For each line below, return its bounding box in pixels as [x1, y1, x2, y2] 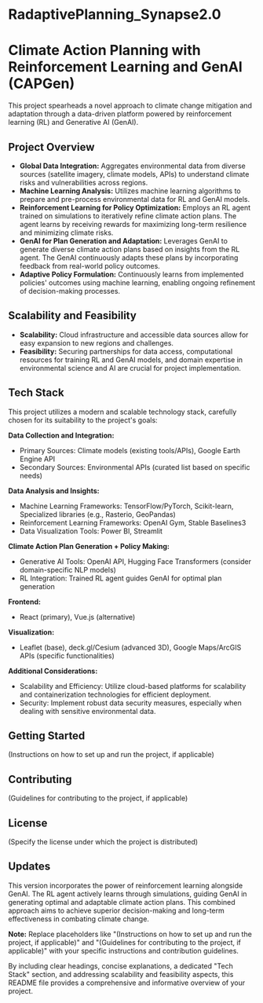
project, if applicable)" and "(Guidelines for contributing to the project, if [8, 937, 242, 947]
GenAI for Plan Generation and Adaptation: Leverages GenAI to [19, 236, 228, 245]
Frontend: [8, 597, 42, 606]
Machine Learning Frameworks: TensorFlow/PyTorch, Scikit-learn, [19, 501, 234, 511]
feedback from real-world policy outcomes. [19, 261, 161, 270]
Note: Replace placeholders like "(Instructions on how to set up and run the [8, 929, 253, 939]
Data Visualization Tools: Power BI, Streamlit [19, 526, 163, 536]
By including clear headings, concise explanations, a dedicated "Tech [8, 961, 233, 971]
